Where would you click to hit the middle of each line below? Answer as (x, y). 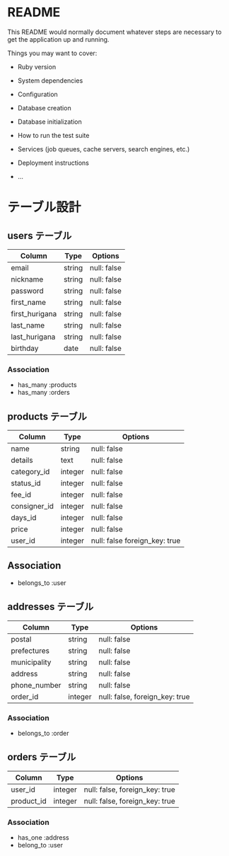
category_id (30, 472)
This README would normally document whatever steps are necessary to (114, 32)
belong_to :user (40, 845)
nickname (27, 279)
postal (21, 639)
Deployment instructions (53, 163)
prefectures (30, 650)
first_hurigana (34, 313)
